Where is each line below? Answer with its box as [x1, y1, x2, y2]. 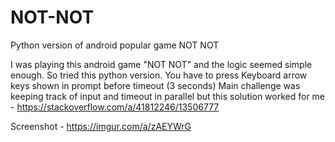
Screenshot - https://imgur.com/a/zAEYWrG [10, 120, 192, 132]
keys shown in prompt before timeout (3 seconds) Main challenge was [10, 79, 301, 91]
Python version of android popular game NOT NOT [10, 39, 220, 51]
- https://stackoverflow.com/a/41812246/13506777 [10, 101, 220, 113]
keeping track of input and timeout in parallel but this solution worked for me [10, 90, 326, 102]
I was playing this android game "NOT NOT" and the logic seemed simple [10, 58, 313, 70]
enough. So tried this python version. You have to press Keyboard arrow [10, 69, 308, 81]
